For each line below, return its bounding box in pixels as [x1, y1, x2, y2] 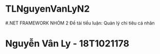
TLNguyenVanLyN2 [5, 3, 90, 15]
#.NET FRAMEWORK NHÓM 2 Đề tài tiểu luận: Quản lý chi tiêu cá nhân [5, 20, 155, 26]
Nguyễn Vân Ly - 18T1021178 [5, 38, 130, 49]
